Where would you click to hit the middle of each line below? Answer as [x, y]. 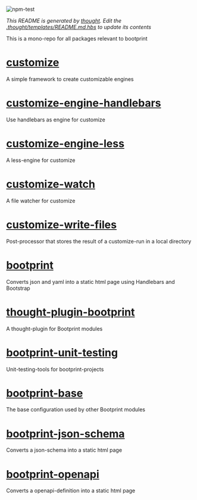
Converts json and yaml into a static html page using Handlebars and [91, 282]
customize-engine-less [65, 144]
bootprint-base [45, 393]
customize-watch [51, 184]
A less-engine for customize [41, 160]
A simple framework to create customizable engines [70, 79]
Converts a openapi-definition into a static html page [71, 490]
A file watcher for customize [41, 201]
